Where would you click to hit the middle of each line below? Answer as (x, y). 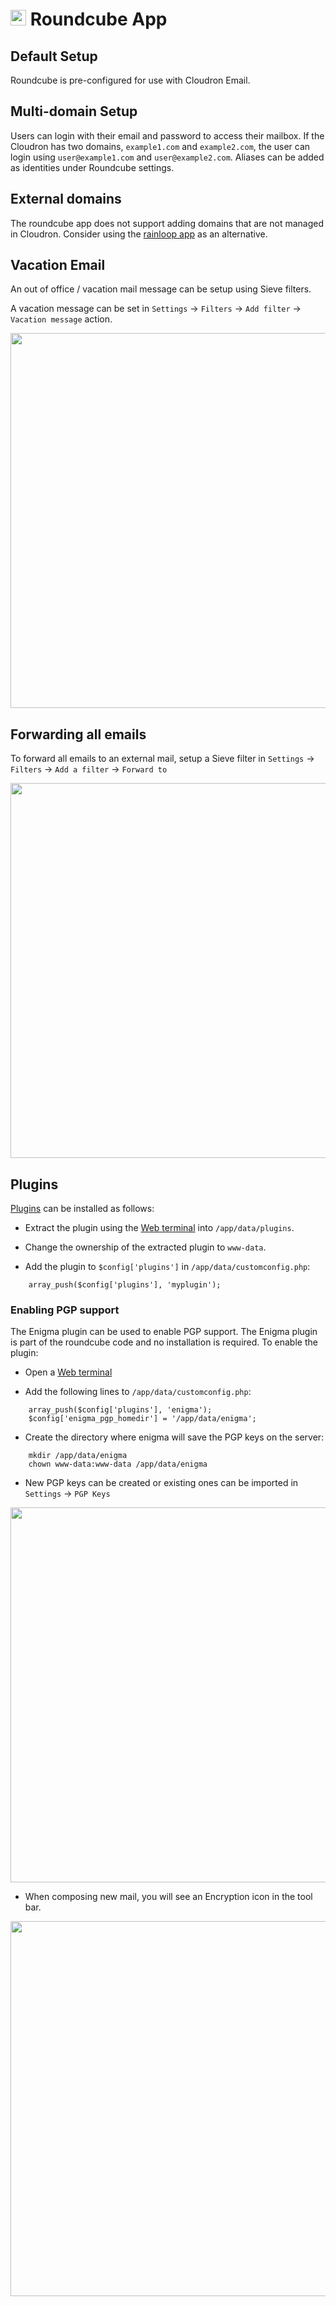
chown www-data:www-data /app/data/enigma (118, 1464)
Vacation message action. (61, 319)
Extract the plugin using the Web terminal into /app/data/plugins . (159, 1228)
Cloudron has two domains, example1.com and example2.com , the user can (160, 146)
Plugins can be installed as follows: (82, 1209)
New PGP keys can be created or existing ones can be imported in (161, 1483)
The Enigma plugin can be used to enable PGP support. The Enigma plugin (164, 1332)
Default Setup (54, 56)
